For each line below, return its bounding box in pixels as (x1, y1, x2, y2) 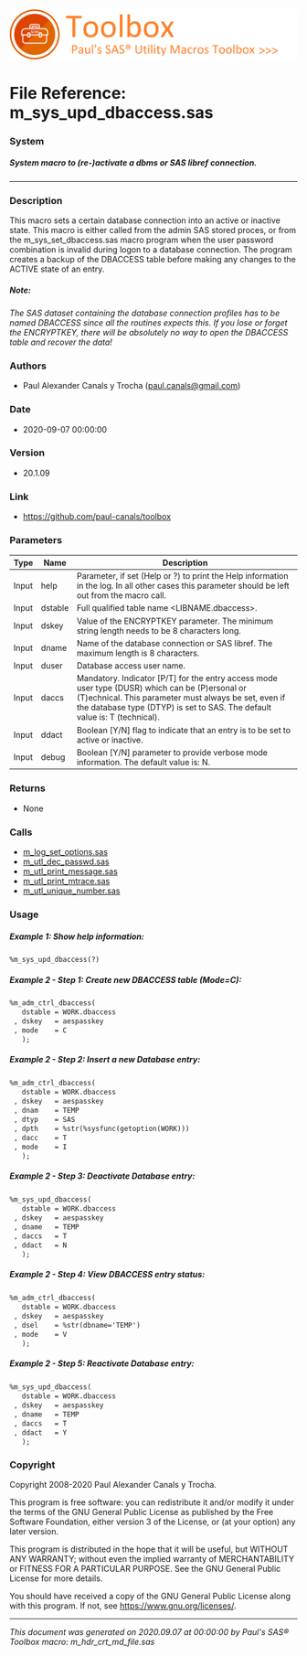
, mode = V (13, 1330, 68, 1339)
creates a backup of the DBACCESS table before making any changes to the (9, 253, 297, 264)
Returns (9, 782, 46, 795)
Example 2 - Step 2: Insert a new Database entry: (9, 1054, 201, 1065)
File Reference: (9, 82, 127, 103)
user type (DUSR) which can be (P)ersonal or (76, 682, 247, 694)
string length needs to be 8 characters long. (76, 625, 242, 636)
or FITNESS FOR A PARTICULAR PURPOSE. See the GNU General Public (9, 1564, 281, 1575)
